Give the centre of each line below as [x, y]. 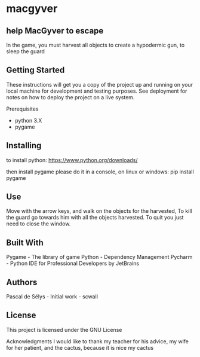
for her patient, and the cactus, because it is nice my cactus [80, 347]
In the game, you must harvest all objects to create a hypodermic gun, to [96, 45]
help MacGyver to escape [55, 31]
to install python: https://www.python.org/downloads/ [72, 160]
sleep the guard [25, 51]
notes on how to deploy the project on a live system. [70, 97]
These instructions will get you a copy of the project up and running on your [99, 84]
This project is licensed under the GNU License [64, 329]
